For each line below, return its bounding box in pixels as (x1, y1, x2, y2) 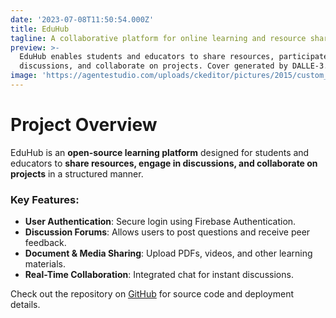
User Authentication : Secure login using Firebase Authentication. (24, 216, 297, 228)
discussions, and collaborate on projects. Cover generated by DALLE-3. (19, 61, 329, 71)
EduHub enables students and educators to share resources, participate (19, 52, 329, 62)
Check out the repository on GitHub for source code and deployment (10, 288, 294, 300)
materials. (24, 258, 66, 270)
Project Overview (10, 114, 158, 136)
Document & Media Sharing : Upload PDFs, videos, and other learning (24, 247, 313, 260)
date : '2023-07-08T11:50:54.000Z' (10, 14, 155, 25)
